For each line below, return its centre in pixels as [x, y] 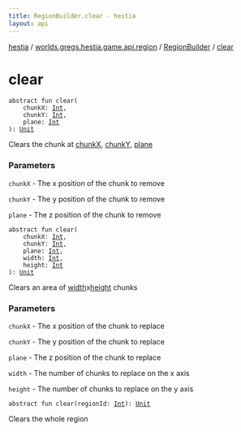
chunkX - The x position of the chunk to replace [86, 326]
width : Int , [43, 258]
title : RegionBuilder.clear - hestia [72, 16]
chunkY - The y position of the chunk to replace [86, 342]
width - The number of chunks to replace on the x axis [99, 374]
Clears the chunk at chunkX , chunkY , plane [81, 145]
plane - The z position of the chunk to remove [85, 214]
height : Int [43, 265]
